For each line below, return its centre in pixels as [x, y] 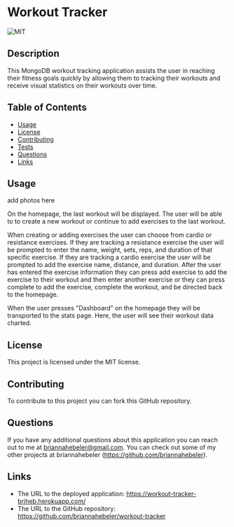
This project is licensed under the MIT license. [74, 362]
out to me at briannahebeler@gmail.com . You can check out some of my [112, 447]
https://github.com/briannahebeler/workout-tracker [91, 516]
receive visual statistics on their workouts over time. [82, 85]
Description [33, 54]
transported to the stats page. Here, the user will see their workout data [110, 315]
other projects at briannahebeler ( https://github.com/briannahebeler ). [108, 454]
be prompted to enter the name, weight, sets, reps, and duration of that [110, 250]
